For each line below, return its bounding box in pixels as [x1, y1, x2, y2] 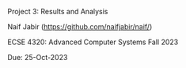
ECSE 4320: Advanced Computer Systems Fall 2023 [7, 37, 179, 47]
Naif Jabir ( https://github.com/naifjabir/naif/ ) [7, 22, 153, 31]
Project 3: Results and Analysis [7, 7, 108, 16]
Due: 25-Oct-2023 [7, 53, 68, 62]
